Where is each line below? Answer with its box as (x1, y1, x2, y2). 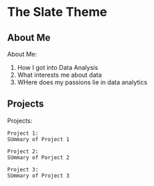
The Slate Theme (7, 4, 108, 20)
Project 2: (7, 148, 39, 155)
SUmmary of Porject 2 (7, 154, 70, 161)
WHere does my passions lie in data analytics (17, 78, 148, 86)
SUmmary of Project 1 (7, 136, 70, 142)
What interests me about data (17, 71, 102, 79)
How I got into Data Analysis (17, 64, 99, 71)
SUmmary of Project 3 (7, 172, 70, 179)
